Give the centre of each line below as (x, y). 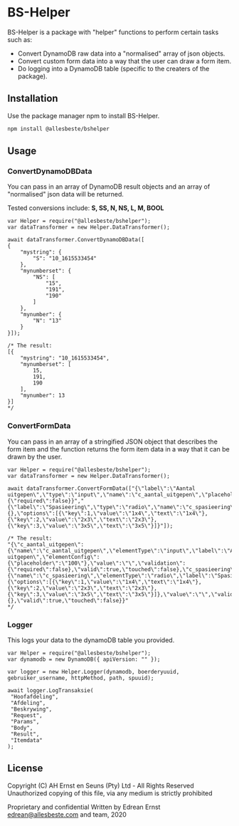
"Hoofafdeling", (34, 696)
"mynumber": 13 (43, 396)
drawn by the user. (35, 456)
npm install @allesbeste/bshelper (59, 129)
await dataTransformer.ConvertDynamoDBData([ (76, 240)
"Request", (26, 715)
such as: (20, 39)
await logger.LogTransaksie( (51, 690)
